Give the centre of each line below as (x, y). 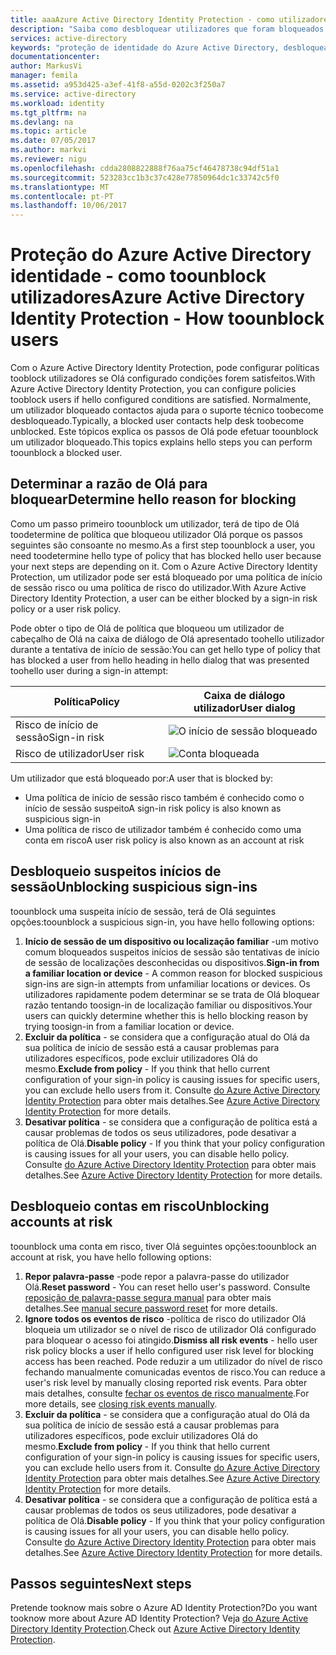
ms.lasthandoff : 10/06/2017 (69, 206)
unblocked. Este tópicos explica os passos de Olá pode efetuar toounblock (164, 432)
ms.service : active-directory (73, 94)
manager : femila (44, 76)
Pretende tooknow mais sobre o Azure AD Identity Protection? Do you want (164, 1608)
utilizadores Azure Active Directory (157, 297)
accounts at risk (61, 1222)
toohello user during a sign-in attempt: (89, 670)
